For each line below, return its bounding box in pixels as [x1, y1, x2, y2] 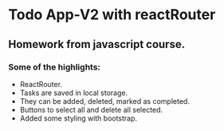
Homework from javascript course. [8, 38, 186, 51]
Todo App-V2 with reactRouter [8, 6, 216, 24]
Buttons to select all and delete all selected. [19, 105, 163, 114]
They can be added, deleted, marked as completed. [19, 96, 190, 105]
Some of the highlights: [8, 62, 101, 73]
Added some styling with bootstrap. [19, 113, 138, 123]
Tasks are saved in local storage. [19, 88, 128, 97]
